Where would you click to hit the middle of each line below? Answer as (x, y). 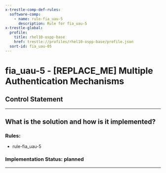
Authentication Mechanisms (65, 81)
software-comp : (25, 14)
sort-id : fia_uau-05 (31, 46)
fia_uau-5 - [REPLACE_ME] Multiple (79, 71)
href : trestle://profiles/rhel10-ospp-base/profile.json (74, 42)
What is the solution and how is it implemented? (80, 122)
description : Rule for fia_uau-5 (53, 23)
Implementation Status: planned (44, 159)
